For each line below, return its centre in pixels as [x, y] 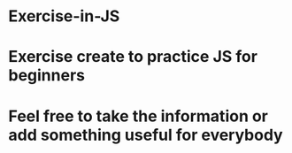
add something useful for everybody [146, 135]
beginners [47, 76]
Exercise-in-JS [64, 16]
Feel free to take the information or [138, 116]
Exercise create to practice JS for [133, 57]
